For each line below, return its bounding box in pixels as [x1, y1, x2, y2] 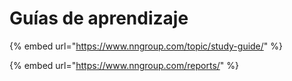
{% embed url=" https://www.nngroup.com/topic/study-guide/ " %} [9, 40, 284, 52]
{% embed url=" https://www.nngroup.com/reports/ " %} [9, 59, 240, 71]
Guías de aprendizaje [9, 7, 189, 30]
